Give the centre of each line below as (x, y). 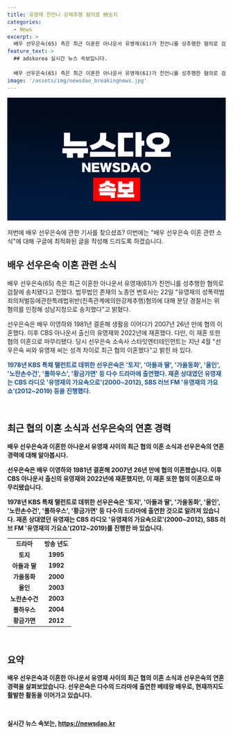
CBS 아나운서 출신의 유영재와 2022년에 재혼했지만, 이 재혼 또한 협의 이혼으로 (110, 478)
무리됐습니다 (24, 487)
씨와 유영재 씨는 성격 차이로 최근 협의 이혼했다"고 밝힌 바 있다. (109, 350)
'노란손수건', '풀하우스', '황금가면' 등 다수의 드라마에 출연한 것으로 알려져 (104, 510)
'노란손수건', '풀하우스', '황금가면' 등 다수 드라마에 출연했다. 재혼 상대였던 (105, 373)
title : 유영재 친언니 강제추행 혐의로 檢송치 (62, 15)
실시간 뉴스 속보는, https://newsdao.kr (61, 724)
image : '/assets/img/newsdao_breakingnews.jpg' (77, 81)
